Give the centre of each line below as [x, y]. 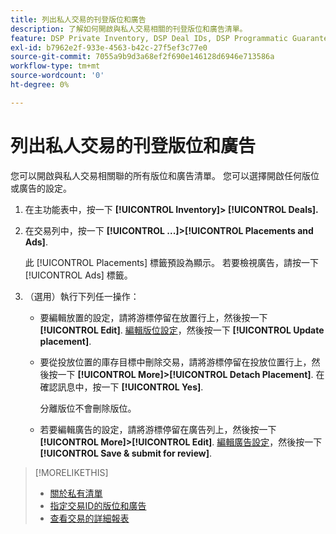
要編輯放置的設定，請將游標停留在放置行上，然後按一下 [153, 317]
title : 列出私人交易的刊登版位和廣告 [78, 19]
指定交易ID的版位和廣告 [98, 505]
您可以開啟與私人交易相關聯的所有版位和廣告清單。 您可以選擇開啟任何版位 [165, 175]
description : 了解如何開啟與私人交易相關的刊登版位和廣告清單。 [129, 29]
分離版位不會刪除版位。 [88, 408]
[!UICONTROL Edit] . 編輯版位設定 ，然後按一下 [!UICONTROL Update [182, 330]
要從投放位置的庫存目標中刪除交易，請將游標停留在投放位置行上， [175, 362]
